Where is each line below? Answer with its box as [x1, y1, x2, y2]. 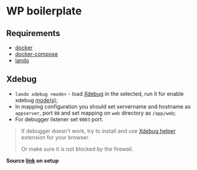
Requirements [6, 28, 60, 38]
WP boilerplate [6, 4, 83, 18]
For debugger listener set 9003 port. [14, 115, 104, 123]
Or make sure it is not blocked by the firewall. [20, 145, 134, 153]
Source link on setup [6, 157, 59, 164]
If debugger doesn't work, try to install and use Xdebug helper [20, 127, 176, 135]
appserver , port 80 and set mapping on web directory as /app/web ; [14, 109, 176, 117]
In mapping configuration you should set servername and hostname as [14, 103, 191, 110]
